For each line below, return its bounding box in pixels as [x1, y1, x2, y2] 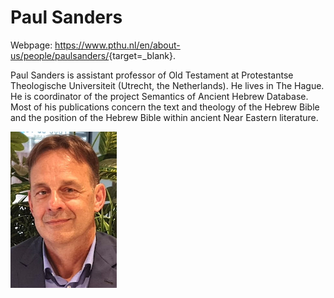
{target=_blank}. [108, 49, 176, 61]
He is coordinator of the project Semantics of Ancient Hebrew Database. [10, 90, 309, 102]
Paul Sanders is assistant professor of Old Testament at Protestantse [10, 69, 294, 81]
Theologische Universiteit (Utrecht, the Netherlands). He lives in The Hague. [10, 79, 325, 91]
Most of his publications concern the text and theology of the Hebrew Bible [10, 101, 320, 113]
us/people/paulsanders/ [10, 49, 110, 61]
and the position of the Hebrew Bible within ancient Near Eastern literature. [10, 111, 319, 123]
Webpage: [10, 39, 53, 51]
